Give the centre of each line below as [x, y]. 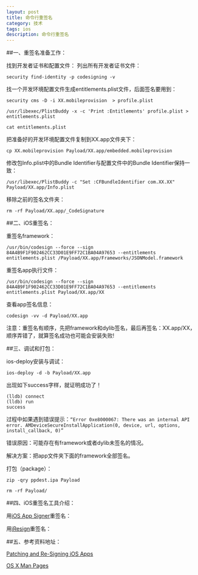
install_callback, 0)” [35, 431]
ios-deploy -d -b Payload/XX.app [49, 373]
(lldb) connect [26, 397]
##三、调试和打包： [31, 349]
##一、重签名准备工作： [36, 53]
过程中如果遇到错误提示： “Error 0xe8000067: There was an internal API [98, 419]
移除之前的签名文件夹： [36, 200]
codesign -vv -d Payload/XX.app [47, 316]
